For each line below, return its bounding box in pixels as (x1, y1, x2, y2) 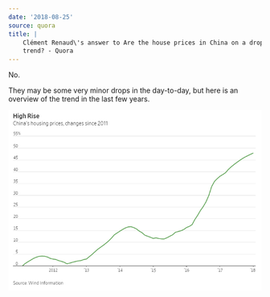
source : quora (8, 21, 56, 30)
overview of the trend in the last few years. (8, 94, 150, 104)
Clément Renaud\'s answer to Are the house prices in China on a (22, 39, 247, 47)
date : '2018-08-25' (8, 13, 74, 21)
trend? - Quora (22, 47, 74, 56)
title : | (8, 30, 38, 38)
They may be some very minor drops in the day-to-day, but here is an (8, 85, 239, 96)
